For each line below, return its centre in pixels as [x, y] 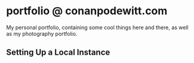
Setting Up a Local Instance [58, 53]
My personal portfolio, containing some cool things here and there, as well [98, 27]
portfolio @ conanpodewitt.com [87, 11]
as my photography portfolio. [42, 33]
